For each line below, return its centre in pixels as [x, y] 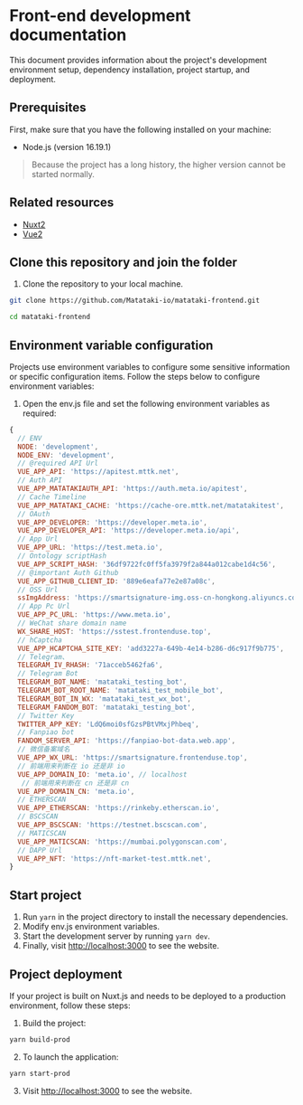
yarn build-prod [40, 1039]
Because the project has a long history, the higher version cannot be [158, 165]
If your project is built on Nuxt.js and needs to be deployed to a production [147, 996]
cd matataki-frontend [50, 317]
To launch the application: [70, 1057]
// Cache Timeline [52, 497]
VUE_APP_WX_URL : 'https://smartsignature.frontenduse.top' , [133, 758]
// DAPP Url [40, 850]
